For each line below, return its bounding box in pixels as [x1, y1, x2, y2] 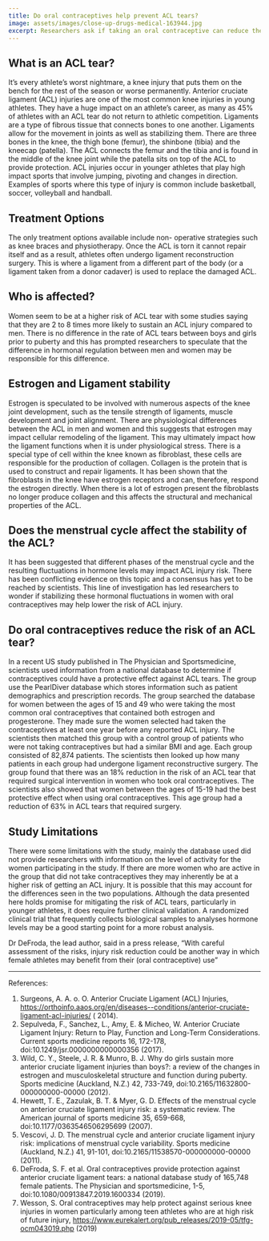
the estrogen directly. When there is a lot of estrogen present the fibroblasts [8, 483, 259, 493]
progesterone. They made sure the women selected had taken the [8, 716, 227, 726]
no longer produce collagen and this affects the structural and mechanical [8, 492, 253, 502]
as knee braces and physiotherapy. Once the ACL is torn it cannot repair [8, 241, 247, 251]
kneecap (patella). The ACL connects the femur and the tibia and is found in [8, 146, 259, 155]
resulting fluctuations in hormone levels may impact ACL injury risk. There [8, 566, 252, 575]
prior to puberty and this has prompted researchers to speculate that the [8, 336, 248, 346]
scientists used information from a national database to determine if [8, 666, 232, 675]
